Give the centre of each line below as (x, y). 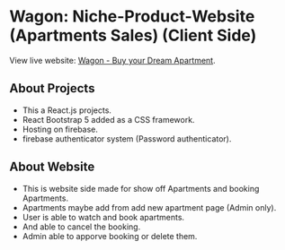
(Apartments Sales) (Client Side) (133, 35)
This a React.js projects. (67, 110)
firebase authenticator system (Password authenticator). (127, 138)
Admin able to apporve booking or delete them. (110, 236)
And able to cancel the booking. (81, 227)
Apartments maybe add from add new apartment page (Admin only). (149, 207)
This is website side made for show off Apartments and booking (141, 188)
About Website (52, 167)
